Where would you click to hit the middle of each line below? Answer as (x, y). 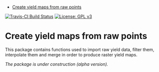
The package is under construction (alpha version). (57, 64)
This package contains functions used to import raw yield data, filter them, (80, 49)
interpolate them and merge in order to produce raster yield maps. (71, 54)
